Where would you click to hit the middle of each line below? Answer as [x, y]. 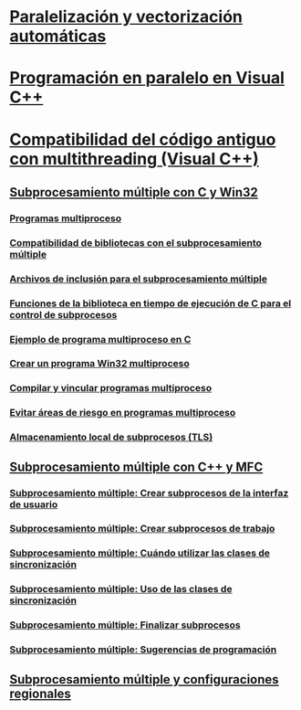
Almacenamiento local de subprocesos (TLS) [111, 438]
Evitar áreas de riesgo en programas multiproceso [123, 413]
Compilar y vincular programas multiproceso [111, 388]
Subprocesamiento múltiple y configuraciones [145, 679]
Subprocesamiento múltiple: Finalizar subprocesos [125, 625]
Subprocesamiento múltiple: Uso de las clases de [121, 589]
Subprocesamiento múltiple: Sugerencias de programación [143, 650]
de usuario [34, 504]
